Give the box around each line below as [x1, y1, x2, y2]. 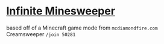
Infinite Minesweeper [6, 4, 116, 18]
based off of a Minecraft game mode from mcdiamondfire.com [6, 24, 158, 31]
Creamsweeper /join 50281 [6, 30, 76, 37]
